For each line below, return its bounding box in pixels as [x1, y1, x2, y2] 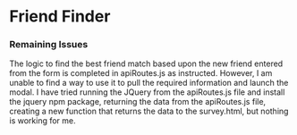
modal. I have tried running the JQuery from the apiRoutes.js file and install [9, 87, 285, 97]
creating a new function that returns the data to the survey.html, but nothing [9, 105, 289, 117]
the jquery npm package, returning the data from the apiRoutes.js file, [9, 97, 267, 107]
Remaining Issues [9, 38, 89, 51]
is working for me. [9, 115, 76, 126]
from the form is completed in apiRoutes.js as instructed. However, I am [9, 68, 273, 79]
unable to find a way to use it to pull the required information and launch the [9, 78, 289, 89]
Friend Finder [9, 6, 111, 27]
